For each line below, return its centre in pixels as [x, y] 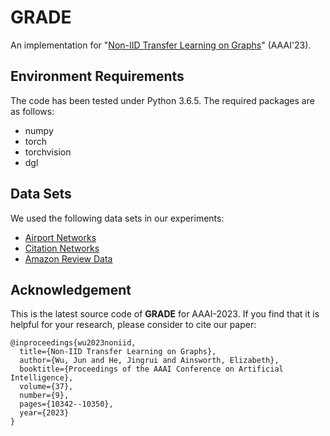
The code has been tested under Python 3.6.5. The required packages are [162, 100]
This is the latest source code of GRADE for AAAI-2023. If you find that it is [165, 314]
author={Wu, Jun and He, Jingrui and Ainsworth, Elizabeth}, [149, 361]
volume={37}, [46, 387]
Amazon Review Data [68, 258]
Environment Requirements [97, 76]
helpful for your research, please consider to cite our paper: [133, 325]
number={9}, [44, 396]
